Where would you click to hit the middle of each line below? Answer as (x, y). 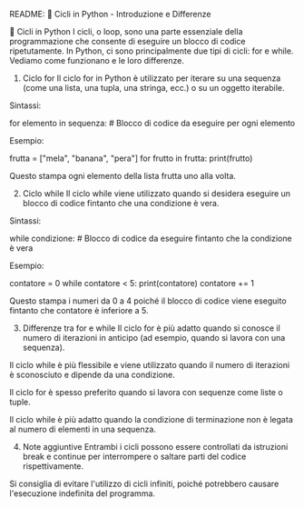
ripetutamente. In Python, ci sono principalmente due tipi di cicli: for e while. (152, 51)
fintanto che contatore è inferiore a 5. (79, 310)
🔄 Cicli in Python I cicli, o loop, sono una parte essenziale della (126, 31)
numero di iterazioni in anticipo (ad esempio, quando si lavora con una (154, 338)
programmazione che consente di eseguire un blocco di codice (128, 41)
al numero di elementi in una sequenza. (83, 429)
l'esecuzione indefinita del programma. (83, 493)
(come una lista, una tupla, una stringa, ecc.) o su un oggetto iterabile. (153, 88)
